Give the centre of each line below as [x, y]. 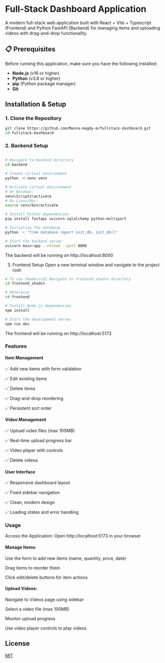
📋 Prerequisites [30, 49]
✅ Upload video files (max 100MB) [40, 430]
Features [16, 346]
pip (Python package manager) [44, 83]
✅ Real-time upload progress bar [39, 440]
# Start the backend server [34, 241]
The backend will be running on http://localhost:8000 [59, 255]
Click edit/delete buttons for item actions [46, 577]
